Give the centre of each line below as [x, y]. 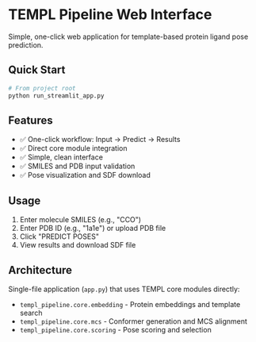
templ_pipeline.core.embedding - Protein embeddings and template [130, 304]
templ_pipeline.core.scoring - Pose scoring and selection [115, 329]
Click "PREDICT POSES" [59, 236]
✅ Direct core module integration [73, 148]
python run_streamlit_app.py [56, 96]
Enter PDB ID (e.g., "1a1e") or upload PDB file [93, 229]
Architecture [40, 270]
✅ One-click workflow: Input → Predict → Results [100, 140]
